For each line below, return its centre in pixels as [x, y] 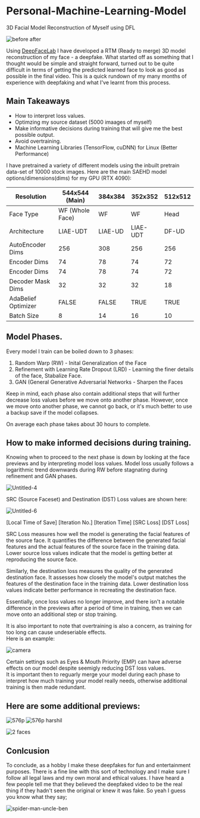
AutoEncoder [28, 244]
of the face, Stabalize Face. [48, 375]
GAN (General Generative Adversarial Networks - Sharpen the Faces [99, 382]
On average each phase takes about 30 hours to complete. [78, 424]
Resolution [31, 197]
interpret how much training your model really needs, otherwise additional [97, 681]
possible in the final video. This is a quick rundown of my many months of [96, 76]
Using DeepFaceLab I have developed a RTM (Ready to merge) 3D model [96, 50]
